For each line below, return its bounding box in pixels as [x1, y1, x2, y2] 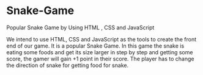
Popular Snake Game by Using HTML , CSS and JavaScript [6, 24, 155, 31]
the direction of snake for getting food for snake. [6, 62, 129, 69]
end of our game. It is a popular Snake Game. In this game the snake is [6, 42, 185, 49]
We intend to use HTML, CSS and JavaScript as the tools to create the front [6, 35, 197, 43]
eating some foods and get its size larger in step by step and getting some [6, 48, 193, 55]
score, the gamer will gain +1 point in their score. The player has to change [6, 55, 194, 62]
